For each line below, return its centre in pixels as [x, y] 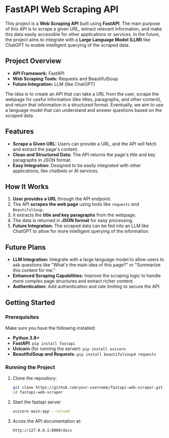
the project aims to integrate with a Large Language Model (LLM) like [78, 40]
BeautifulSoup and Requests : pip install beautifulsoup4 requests [84, 354]
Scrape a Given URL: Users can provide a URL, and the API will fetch [84, 144]
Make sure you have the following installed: [50, 328]
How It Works [27, 186]
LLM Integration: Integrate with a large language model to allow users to [88, 260]
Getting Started [30, 303]
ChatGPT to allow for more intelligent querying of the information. [81, 231]
